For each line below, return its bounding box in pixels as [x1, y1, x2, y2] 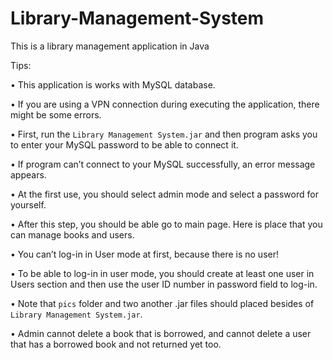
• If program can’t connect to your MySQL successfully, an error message [10, 158, 316, 170]
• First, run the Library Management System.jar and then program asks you [10, 128, 318, 140]
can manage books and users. [10, 228, 135, 241]
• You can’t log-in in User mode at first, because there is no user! [10, 248, 279, 260]
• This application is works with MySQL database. [10, 78, 216, 91]
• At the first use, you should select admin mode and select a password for [10, 188, 319, 200]
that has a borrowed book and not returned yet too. [10, 338, 222, 350]
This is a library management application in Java [10, 40, 210, 52]
